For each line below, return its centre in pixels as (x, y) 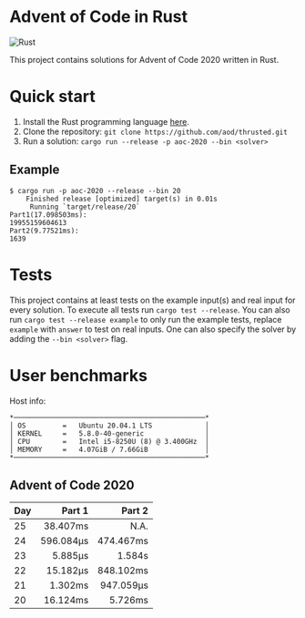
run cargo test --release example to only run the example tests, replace (146, 319)
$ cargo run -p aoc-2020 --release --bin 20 (95, 191)
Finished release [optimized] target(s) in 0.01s (122, 199)
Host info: (28, 401)
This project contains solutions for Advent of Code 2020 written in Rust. (144, 59)
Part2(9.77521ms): (44, 231)
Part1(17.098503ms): (49, 215)
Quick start (52, 97)
